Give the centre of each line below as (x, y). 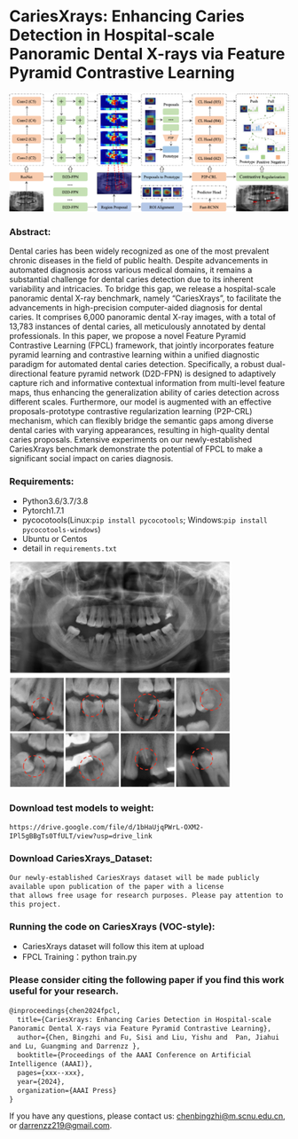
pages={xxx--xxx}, (51, 1072)
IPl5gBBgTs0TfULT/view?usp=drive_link (81, 836)
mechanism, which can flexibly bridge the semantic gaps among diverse (141, 421)
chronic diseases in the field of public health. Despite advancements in (139, 261)
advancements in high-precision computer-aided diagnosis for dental (136, 308)
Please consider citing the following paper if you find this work (147, 980)
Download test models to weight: (82, 807)
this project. (35, 905)
